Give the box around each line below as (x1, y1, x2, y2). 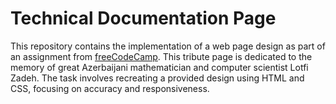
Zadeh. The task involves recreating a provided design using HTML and (10, 72, 305, 84)
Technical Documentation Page (10, 7, 277, 30)
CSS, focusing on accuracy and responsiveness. (10, 82, 210, 94)
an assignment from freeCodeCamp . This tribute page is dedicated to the (10, 50, 313, 62)
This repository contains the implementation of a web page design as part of (10, 40, 326, 52)
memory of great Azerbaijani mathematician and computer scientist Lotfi (10, 61, 309, 73)
